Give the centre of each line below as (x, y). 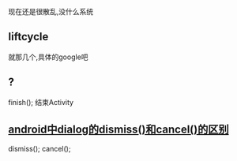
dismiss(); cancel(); (39, 149)
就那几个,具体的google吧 (48, 57)
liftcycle (28, 37)
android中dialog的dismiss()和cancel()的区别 (118, 130)
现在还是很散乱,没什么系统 (51, 11)
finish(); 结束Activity (41, 102)
